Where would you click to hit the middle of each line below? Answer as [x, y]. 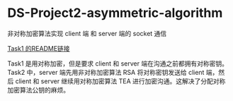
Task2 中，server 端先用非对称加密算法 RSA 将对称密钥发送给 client [106, 72]
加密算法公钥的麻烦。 [38, 90]
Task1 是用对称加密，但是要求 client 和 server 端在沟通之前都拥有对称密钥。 [118, 63]
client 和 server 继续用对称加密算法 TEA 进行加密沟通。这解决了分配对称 [120, 81]
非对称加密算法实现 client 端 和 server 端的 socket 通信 [87, 33]
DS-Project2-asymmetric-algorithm [115, 13]
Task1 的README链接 [39, 48]
